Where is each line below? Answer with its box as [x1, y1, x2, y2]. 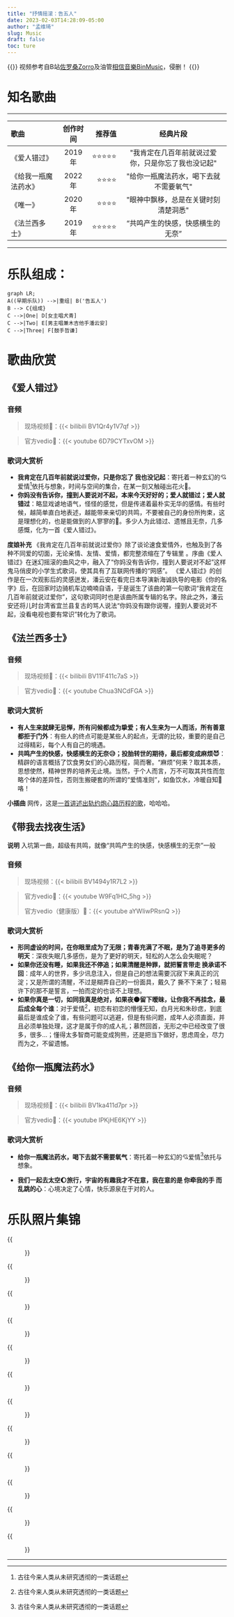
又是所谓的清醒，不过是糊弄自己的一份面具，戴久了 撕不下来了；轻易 [29, 978, 227, 986]
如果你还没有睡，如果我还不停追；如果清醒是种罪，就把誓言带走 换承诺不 [17, 960, 227, 969]
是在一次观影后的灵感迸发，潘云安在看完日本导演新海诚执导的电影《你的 [13, 575, 221, 584]
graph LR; [7, 290, 36, 297]
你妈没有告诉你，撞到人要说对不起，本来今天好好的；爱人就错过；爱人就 [17, 490, 225, 499]
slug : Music [7, 29, 42, 37]
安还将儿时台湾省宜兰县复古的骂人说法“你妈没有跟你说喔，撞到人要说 [7, 601, 205, 609]
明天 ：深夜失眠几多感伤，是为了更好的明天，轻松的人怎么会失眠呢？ [17, 952, 213, 960]
